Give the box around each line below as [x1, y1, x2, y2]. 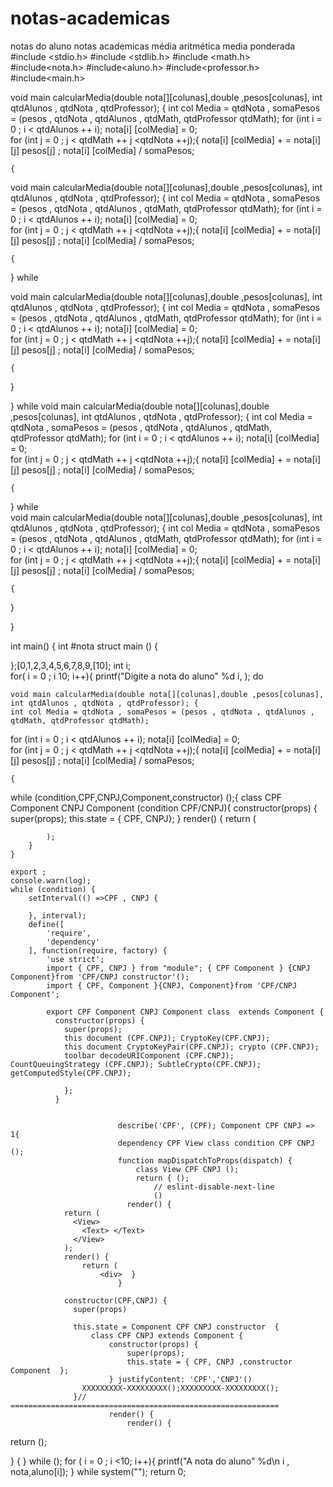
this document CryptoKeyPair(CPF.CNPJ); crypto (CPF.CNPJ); [63, 1042, 320, 1052]
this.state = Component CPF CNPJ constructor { [73, 1322, 280, 1332]
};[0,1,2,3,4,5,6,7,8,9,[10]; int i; [10, 659, 132, 671]
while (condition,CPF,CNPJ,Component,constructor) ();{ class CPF [10, 791, 283, 803]
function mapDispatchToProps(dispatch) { [117, 1155, 293, 1166]
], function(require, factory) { [28, 945, 168, 956]
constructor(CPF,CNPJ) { [63, 1295, 168, 1306]
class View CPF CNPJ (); [135, 1164, 240, 1174]
